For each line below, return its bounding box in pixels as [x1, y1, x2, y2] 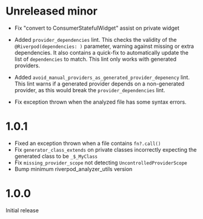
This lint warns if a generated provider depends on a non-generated [14, 80, 185, 87]
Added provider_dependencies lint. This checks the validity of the [14, 36, 177, 43]
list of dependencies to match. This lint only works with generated [14, 55, 177, 62]
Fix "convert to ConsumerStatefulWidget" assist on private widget [14, 24, 179, 32]
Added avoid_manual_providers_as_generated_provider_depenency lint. [14, 73, 190, 81]
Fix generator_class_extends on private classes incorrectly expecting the [14, 146, 197, 153]
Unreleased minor [5, 4, 98, 18]
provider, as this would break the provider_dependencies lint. [14, 86, 165, 93]
